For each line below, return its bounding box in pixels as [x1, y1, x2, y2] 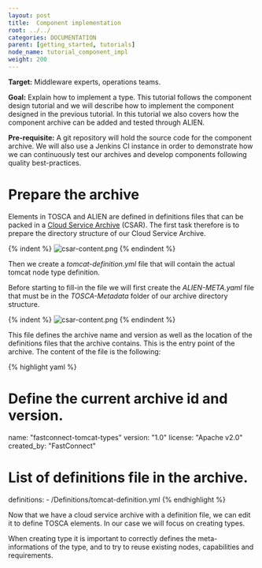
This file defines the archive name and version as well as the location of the [8, 330, 253, 339]
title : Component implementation [8, 19, 122, 27]
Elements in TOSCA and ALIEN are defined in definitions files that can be [8, 211, 244, 221]
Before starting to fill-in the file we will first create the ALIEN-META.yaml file [8, 282, 254, 292]
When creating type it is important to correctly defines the [8, 533, 197, 543]
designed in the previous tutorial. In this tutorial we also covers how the [8, 109, 239, 118]
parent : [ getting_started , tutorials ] [8, 41, 135, 49]
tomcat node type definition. [8, 267, 100, 277]
